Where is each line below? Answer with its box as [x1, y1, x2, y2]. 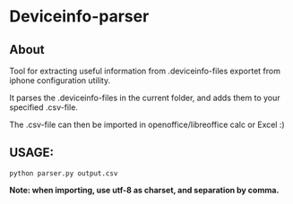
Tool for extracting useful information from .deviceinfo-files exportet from [9, 65, 280, 76]
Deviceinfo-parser [9, 6, 150, 27]
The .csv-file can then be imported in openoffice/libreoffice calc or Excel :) [9, 119, 285, 130]
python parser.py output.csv [9, 168, 118, 178]
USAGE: [9, 145, 55, 160]
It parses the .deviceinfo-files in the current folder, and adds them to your [9, 92, 280, 103]
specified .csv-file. [9, 102, 79, 113]
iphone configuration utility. [9, 75, 110, 86]
